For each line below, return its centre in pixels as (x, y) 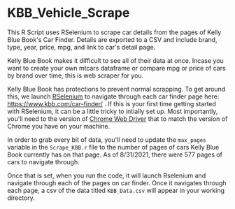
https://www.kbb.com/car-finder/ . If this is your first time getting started (112, 103)
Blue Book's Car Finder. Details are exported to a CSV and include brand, (112, 39)
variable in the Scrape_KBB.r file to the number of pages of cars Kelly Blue (113, 147)
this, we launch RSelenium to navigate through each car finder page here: (113, 96)
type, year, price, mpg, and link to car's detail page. (81, 47)
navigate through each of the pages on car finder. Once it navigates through (117, 182)
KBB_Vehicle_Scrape (69, 13)
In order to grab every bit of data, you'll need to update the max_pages (107, 139)
